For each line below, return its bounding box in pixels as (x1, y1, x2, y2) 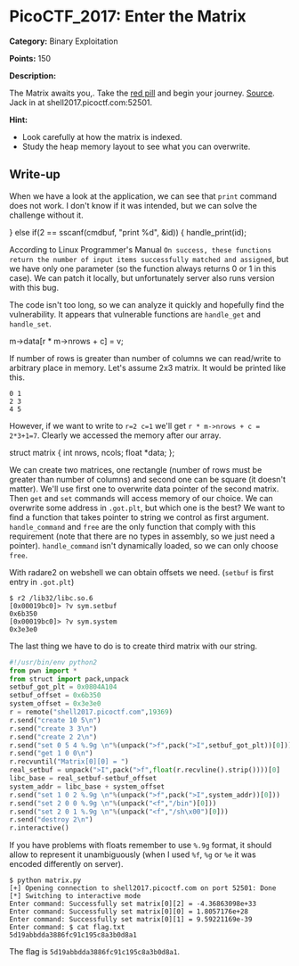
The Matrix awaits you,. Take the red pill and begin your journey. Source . (9, 87, 276, 98)
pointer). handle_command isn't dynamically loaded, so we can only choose (9, 540, 279, 550)
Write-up (9, 167, 61, 182)
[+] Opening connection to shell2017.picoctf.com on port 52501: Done (9, 884, 277, 893)
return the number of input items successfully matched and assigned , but (9, 253, 289, 264)
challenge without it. (9, 210, 84, 220)
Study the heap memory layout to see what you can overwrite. (21, 141, 251, 152)
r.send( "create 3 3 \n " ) (9, 724, 98, 733)
